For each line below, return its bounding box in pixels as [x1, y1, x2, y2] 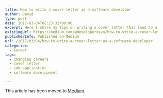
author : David [5, 12, 34, 16]
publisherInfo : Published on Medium [5, 34, 79, 39]
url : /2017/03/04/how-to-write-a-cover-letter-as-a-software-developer [5, 39, 153, 44]
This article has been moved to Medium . [5, 88, 86, 94]
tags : [5, 52, 16, 57]
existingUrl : [5, 30, 32, 34]
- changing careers [9, 57, 49, 62]
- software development [9, 70, 57, 75]
